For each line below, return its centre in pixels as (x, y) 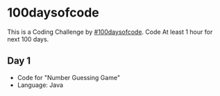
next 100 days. (28, 39)
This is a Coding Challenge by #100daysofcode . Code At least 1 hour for (110, 32)
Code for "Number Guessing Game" (68, 77)
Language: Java (40, 85)
